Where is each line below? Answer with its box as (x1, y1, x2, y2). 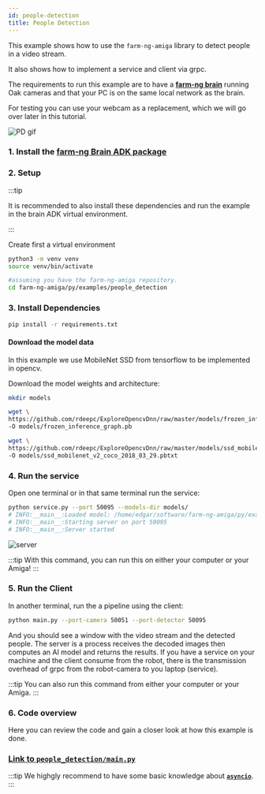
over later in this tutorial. (8, 111, 88, 121)
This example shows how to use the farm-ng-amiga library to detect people (8, 40, 251, 50)
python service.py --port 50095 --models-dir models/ (8, 504, 189, 512)
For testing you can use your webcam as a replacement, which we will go (8, 103, 247, 113)
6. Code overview (8, 707, 77, 718)
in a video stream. (8, 49, 67, 58)
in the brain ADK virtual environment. (8, 209, 129, 218)
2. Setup (8, 167, 42, 178)
